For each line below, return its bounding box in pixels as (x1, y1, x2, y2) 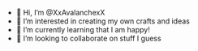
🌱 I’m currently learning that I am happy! (15, 25, 150, 34)
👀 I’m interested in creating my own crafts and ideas (15, 16, 191, 26)
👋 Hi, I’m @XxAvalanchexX (15, 8, 105, 17)
